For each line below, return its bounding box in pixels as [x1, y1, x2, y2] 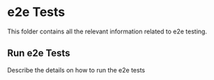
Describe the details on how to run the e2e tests [7, 65, 145, 74]
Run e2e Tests [7, 47, 71, 59]
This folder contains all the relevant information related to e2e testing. [7, 27, 208, 35]
